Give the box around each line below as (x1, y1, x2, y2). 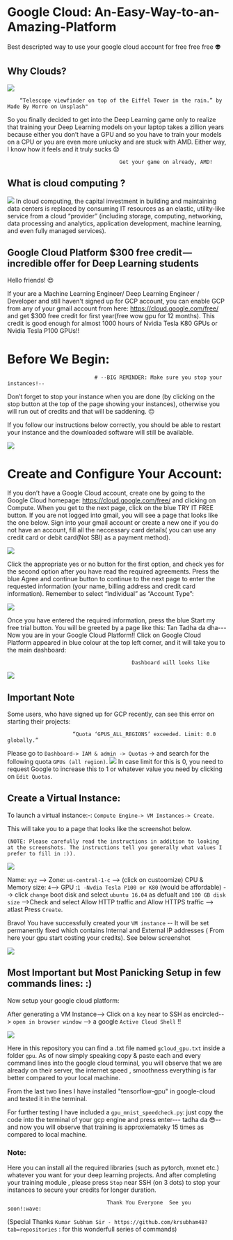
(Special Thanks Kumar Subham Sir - (7, 1217, 111, 1225)
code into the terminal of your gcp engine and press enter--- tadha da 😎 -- (7, 1115, 221, 1123)
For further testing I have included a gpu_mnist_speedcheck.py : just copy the (7, 1107, 224, 1116)
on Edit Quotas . (7, 772, 53, 781)
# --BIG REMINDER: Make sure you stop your (94, 374, 223, 381)
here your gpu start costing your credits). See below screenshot (7, 933, 191, 942)
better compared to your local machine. (7, 1073, 120, 1082)
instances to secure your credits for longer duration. (7, 1186, 156, 1194)
